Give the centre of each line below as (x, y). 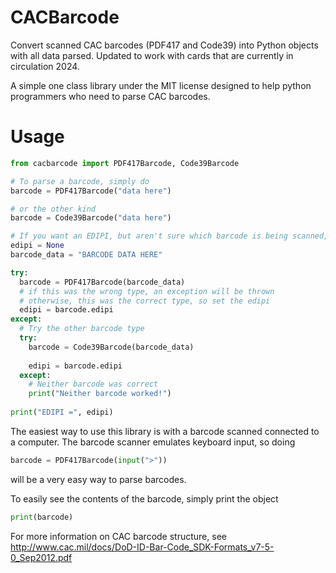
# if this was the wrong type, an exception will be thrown (147, 291)
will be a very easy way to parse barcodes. (98, 479)
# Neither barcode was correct (93, 384)
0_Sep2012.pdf (41, 557)
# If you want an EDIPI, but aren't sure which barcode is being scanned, (169, 236)
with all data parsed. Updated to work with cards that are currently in (152, 55)
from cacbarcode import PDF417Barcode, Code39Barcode (125, 163)
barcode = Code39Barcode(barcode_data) (111, 347)
